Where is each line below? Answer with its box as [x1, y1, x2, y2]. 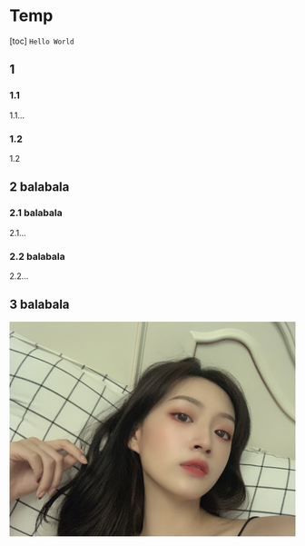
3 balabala [9, 297, 70, 313]
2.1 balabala [9, 206, 64, 219]
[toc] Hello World [9, 35, 74, 46]
